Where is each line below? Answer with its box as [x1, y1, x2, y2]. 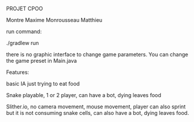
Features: [6, 69, 30, 76]
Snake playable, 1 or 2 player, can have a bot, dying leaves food [6, 92, 161, 98]
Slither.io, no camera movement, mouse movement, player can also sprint [6, 103, 186, 110]
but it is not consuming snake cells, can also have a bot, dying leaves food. [6, 110, 189, 116]
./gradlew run [6, 40, 39, 46]
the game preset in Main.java [6, 57, 77, 64]
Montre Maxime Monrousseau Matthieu [6, 17, 103, 23]
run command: [6, 28, 42, 35]
